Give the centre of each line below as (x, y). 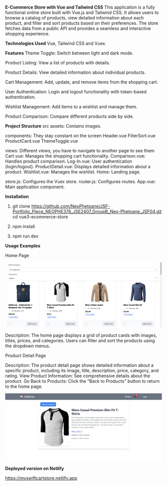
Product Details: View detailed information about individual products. (75, 72)
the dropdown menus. (28, 346)
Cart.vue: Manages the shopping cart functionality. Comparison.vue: (75, 156)
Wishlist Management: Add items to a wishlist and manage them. (71, 107)
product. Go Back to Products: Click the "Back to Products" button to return (83, 381)
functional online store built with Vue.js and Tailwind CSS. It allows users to (82, 12)
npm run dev (25, 236)
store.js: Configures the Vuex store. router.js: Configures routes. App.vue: (80, 181)
